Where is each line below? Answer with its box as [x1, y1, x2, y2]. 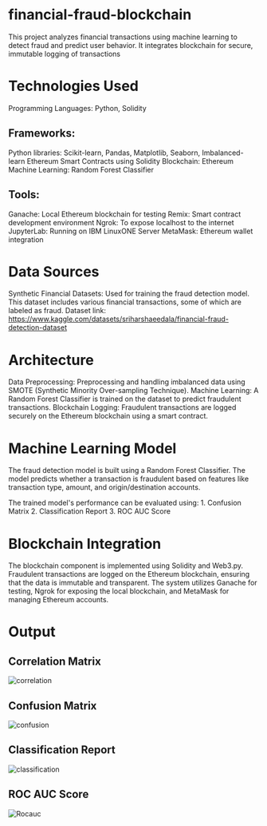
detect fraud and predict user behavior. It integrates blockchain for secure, [8, 40, 253, 50]
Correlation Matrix [8, 654, 101, 668]
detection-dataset [8, 323, 68, 332]
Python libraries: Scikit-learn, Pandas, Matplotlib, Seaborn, [8, 148, 201, 157]
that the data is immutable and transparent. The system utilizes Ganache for [8, 578, 257, 588]
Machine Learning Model [8, 439, 177, 457]
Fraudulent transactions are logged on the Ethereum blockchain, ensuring [8, 570, 250, 579]
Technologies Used [8, 77, 139, 95]
